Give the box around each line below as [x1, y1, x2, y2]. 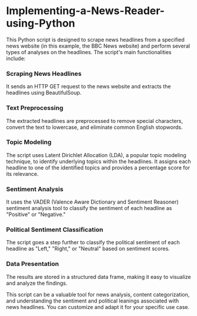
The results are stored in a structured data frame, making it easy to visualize [6, 273, 191, 280]
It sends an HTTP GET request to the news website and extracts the [6, 83, 171, 90]
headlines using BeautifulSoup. [6, 89, 82, 97]
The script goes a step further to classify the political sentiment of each [6, 239, 180, 246]
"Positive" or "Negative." [6, 211, 66, 218]
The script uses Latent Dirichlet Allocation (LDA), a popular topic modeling [6, 151, 187, 158]
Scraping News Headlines [6, 69, 82, 78]
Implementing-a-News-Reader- [6, 4, 165, 18]
